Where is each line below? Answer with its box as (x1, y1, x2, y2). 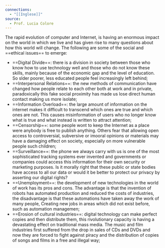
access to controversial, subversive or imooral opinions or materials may (12, 133, 159, 139)
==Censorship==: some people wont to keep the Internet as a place (12, 123, 150, 128)
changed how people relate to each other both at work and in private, (12, 86, 153, 92)
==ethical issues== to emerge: (5, 50, 67, 56)
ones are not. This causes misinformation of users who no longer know (12, 112, 156, 118)
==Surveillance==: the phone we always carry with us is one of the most (12, 149, 160, 155)
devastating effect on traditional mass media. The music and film (12, 222, 143, 228)
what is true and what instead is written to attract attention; (12, 117, 132, 123)
